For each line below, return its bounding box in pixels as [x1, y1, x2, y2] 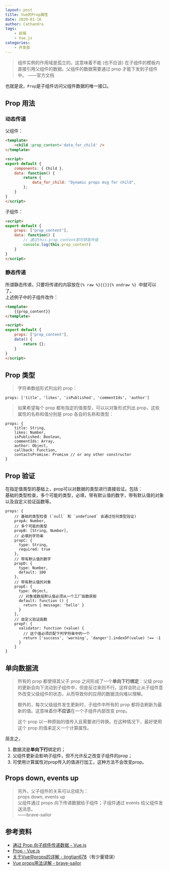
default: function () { [18, 598, 69, 604]
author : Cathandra [5, 21, 44, 27]
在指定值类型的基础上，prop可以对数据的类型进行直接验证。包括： [5, 486, 143, 492]
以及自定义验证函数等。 [5, 499, 54, 505]
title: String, [14, 425, 46, 431]
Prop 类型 [5, 371, 35, 379]
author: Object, [14, 443, 49, 449]
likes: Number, [14, 430, 46, 435]
